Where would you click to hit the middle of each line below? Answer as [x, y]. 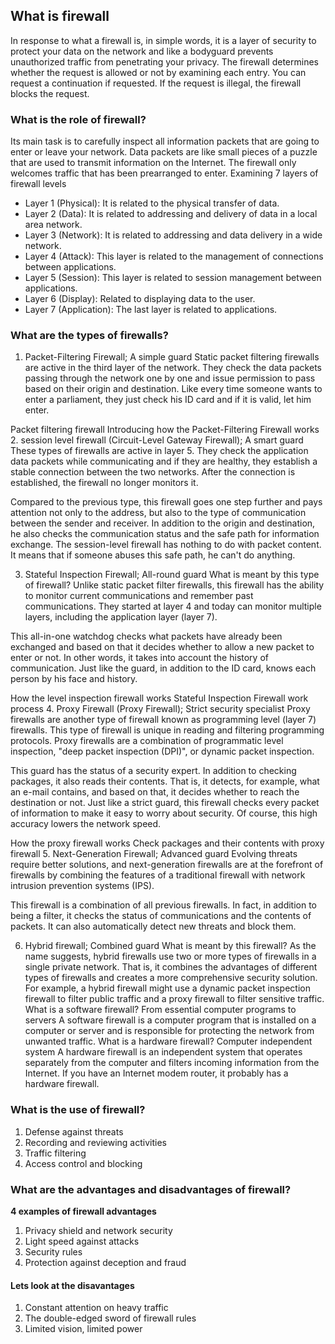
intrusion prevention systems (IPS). [82, 886]
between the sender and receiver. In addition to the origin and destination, [163, 523]
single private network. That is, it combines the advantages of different [171, 967]
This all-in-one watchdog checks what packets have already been [146, 636]
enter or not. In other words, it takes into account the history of [139, 658]
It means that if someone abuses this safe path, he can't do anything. [153, 555]
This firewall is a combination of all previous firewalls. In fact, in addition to [164, 905]
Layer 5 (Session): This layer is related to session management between [173, 278]
